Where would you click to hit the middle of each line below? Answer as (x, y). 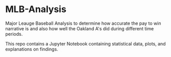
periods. (14, 34)
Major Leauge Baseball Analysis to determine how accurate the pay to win (83, 23)
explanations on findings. (32, 49)
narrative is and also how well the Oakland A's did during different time (80, 28)
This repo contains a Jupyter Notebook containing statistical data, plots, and (86, 43)
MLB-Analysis (36, 9)
